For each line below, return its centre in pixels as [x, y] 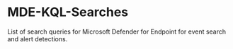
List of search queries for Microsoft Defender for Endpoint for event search [117, 31]
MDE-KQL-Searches [68, 12]
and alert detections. [38, 38]
